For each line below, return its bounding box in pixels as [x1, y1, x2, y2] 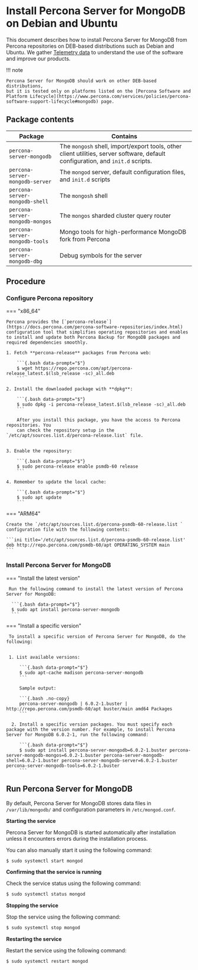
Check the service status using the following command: [6, 880, 141, 887]
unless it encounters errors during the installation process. [6, 835, 148, 842]
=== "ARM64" [6, 510, 41, 517]
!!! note [6, 66, 24, 73]
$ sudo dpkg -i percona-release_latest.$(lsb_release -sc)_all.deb [16, 401, 186, 408]
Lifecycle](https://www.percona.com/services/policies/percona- [29, 93, 192, 99]
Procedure [6, 276, 46, 287]
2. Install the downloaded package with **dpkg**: [6, 386, 133, 392]
